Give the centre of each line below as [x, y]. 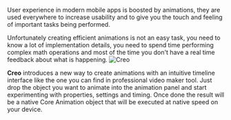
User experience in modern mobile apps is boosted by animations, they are [114, 10]
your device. [25, 109]
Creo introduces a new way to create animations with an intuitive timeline [111, 73]
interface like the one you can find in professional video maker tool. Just [110, 80]
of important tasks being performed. [59, 24]
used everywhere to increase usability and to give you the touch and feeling [115, 17]
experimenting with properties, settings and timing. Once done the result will [116, 95]
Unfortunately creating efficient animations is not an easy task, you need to [114, 38]
